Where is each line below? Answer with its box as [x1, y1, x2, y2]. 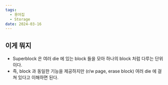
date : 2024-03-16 [5, 21, 42, 27]
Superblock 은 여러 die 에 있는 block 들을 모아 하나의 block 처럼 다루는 [12, 56, 154, 62]
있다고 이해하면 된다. [18, 74, 59, 80]
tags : [5, 7, 17, 13]
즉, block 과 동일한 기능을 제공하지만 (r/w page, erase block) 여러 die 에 [12, 68, 157, 74]
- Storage [10, 17, 30, 22]
